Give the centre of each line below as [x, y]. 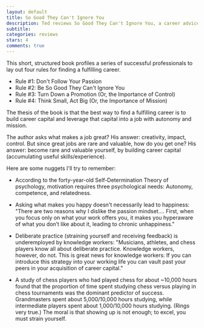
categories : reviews [32, 35]
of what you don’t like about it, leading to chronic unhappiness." [95, 224]
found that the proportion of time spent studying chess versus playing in [105, 286]
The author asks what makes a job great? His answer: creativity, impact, [96, 137]
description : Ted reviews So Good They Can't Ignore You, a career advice [103, 23]
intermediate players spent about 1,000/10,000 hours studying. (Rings [102, 306]
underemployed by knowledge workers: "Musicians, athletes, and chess [105, 242]
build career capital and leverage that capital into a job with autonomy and [99, 118]
